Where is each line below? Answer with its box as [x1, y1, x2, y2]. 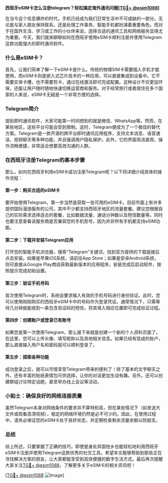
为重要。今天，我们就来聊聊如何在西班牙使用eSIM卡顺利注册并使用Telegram [5, 35, 162, 40]
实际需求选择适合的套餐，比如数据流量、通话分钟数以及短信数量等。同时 [13, 212, 163, 218]
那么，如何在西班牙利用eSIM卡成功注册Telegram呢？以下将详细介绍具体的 [5, 169, 158, 175]
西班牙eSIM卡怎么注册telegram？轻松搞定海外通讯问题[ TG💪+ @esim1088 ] [5, 5, 160, 11]
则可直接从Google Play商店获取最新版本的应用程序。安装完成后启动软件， [5, 261, 157, 267]
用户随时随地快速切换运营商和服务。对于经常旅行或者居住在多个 [26, 85, 158, 92]
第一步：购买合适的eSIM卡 [5, 187, 60, 193]
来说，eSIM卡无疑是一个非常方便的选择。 [18, 92, 103, 98]
